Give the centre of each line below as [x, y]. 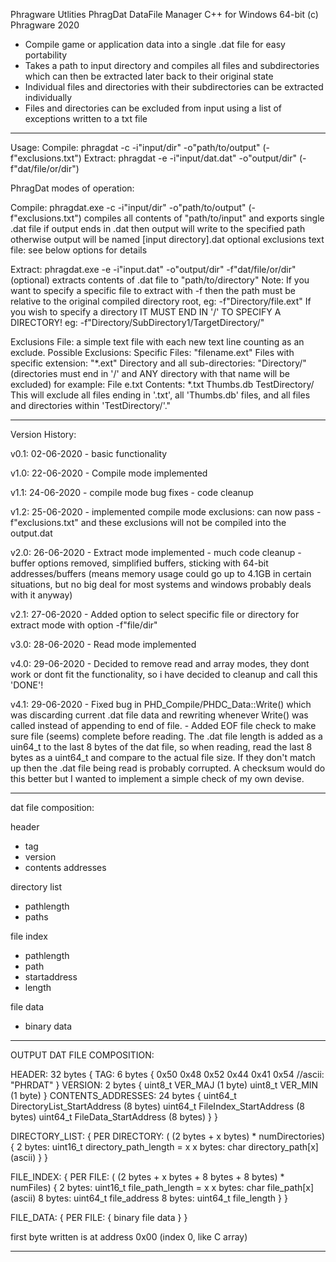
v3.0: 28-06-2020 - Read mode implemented [103, 644]
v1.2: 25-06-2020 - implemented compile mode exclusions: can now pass [162, 512]
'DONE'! [27, 685]
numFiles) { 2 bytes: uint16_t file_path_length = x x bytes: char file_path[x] [162, 1187]
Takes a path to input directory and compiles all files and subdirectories [172, 65]
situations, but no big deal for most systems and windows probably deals [161, 584]
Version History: [43, 434]
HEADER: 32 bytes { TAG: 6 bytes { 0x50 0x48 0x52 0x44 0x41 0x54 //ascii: [167, 1074]
